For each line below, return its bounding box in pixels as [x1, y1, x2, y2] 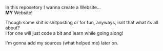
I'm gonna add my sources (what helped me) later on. [5, 40, 119, 46]
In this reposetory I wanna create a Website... [5, 5, 101, 10]
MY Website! [5, 10, 33, 16]
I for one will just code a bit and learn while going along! [5, 30, 124, 36]
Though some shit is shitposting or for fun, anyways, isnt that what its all [5, 20, 158, 25]
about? [5, 25, 20, 31]
